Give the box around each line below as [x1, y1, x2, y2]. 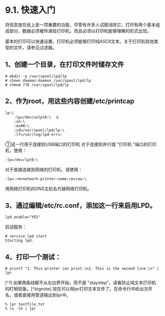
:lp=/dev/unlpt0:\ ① [14, 114, 59, 120]
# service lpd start [5, 234, 48, 239]
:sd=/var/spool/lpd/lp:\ [14, 128, 65, 133]
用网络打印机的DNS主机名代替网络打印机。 [5, 185, 92, 191]
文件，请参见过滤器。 [13, 44, 57, 50]
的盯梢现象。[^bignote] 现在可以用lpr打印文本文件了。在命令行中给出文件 [5, 286, 153, 292]
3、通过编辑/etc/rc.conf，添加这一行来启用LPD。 [5, 201, 156, 210]
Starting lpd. [5, 238, 34, 243]
